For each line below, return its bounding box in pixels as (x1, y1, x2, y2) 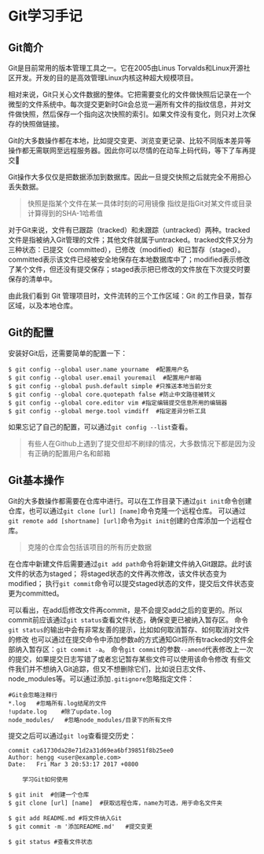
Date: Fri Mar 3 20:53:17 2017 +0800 (8, 760, 139, 768)
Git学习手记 (8, 7, 82, 25)
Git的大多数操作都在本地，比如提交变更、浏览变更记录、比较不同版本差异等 (8, 136, 251, 145)
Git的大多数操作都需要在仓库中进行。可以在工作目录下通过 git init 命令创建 (8, 496, 252, 505)
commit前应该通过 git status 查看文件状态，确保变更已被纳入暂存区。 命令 (8, 614, 249, 625)
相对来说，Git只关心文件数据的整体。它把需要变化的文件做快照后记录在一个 (8, 90, 251, 99)
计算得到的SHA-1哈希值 (27, 209, 104, 218)
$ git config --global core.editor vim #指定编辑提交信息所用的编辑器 (8, 398, 228, 407)
